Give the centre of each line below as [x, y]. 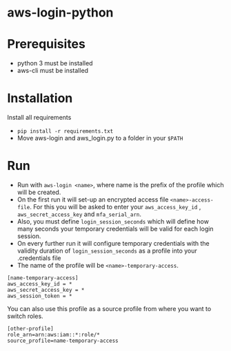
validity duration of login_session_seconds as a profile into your [107, 251]
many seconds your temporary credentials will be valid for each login [115, 229]
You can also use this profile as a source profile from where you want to [109, 309]
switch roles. [25, 316]
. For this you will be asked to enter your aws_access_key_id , [115, 207]
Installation [40, 98]
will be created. [39, 192]
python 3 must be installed [55, 63]
